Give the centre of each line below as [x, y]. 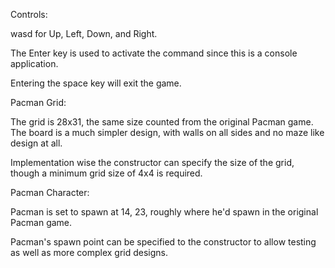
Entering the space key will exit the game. [96, 83]
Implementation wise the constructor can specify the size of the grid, [152, 162]
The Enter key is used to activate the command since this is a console [154, 53]
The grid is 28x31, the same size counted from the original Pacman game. [162, 122]
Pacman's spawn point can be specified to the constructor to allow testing [163, 242]
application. [34, 63]
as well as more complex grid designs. [89, 252]
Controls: [29, 14]
